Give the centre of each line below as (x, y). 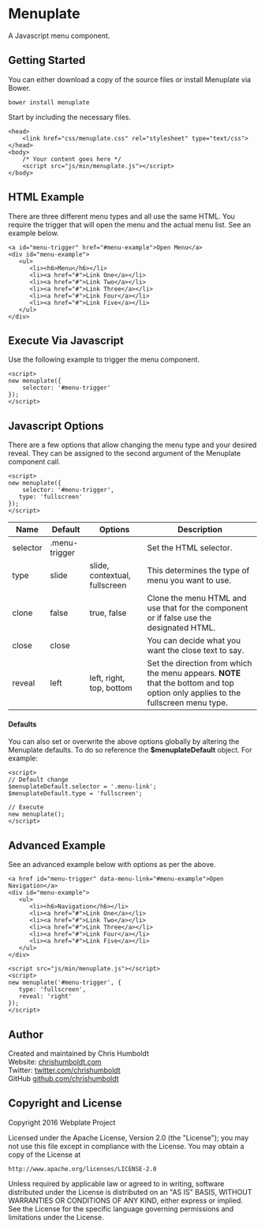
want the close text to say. (196, 651)
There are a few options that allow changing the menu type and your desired (132, 445)
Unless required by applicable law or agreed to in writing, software (116, 1183)
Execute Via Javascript (66, 340)
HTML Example (46, 197)
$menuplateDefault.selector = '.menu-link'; (82, 787)
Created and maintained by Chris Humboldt (79, 1053)
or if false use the (179, 618)
